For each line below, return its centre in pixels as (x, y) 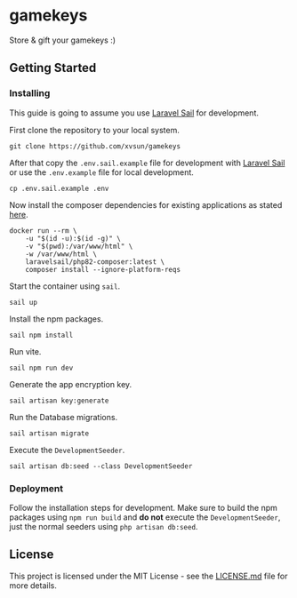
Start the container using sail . (65, 286)
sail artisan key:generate (59, 401)
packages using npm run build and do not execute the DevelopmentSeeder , (145, 517)
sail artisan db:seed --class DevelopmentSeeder (101, 466)
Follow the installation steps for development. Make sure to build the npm (144, 507)
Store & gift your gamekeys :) (63, 40)
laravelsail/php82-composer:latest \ (95, 262)
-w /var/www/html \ (61, 254)
